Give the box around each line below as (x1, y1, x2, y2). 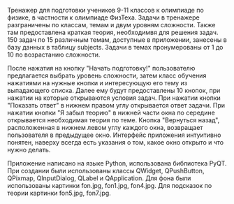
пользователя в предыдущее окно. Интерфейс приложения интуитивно (7, 131, 221, 139)
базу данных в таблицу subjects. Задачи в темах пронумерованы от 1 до (7, 43, 224, 51)
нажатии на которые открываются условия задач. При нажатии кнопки (7, 94, 221, 102)
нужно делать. (7, 146, 51, 154)
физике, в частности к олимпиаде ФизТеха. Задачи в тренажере (7, 13, 200, 22)
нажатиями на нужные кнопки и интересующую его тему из (7, 79, 188, 87)
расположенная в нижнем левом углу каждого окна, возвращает (7, 124, 203, 131)
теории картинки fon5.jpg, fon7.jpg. (7, 189, 112, 197)
